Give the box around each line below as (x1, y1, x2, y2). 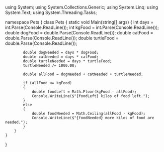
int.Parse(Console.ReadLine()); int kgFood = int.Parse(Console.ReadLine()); (5, 24, 159, 30)
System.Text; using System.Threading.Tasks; (5, 9, 97, 15)
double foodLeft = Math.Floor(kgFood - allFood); (31, 89, 137, 94)
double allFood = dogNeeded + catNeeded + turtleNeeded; (23, 72, 143, 77)
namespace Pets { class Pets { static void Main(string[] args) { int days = (5, 19, 154, 25)
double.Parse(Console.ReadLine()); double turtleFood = (5, 35, 119, 41)
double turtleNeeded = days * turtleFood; (23, 59, 112, 64)
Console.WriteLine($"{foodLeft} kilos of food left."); (31, 94, 150, 99)
